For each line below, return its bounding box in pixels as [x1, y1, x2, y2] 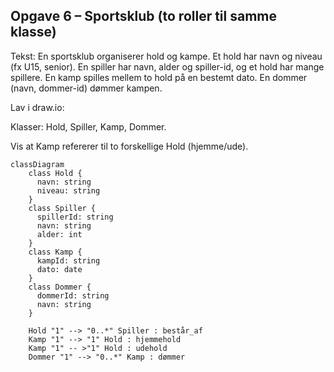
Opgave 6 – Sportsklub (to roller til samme [10, 8, 278, 25]
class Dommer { [28, 282, 92, 292]
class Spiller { [28, 203, 97, 213]
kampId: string [36, 255, 101, 266]
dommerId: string [36, 290, 110, 301]
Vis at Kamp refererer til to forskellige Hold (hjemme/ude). [10, 140, 249, 152]
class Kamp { [28, 247, 83, 257]
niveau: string [36, 185, 101, 196]
